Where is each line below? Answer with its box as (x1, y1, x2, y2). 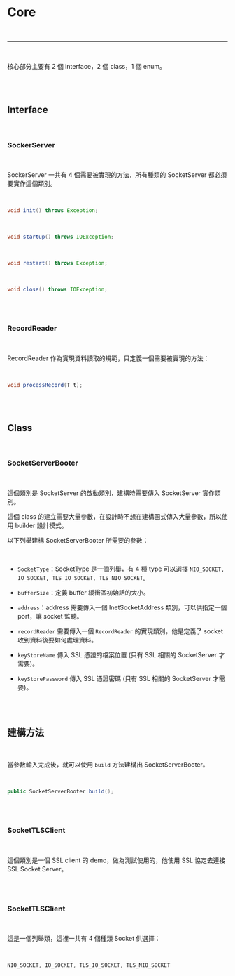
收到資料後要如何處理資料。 (17, 635, 98, 644)
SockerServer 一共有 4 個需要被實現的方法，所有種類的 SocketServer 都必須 (7, 171, 227, 179)
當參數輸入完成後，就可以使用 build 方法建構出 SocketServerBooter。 (7, 760, 209, 769)
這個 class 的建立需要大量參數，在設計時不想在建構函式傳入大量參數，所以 (7, 512, 222, 520)
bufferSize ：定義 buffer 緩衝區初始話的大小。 (17, 588, 150, 597)
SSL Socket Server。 (7, 864, 68, 873)
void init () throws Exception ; (7, 207, 99, 214)
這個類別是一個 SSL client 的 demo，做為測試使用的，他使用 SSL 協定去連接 (7, 856, 226, 864)
